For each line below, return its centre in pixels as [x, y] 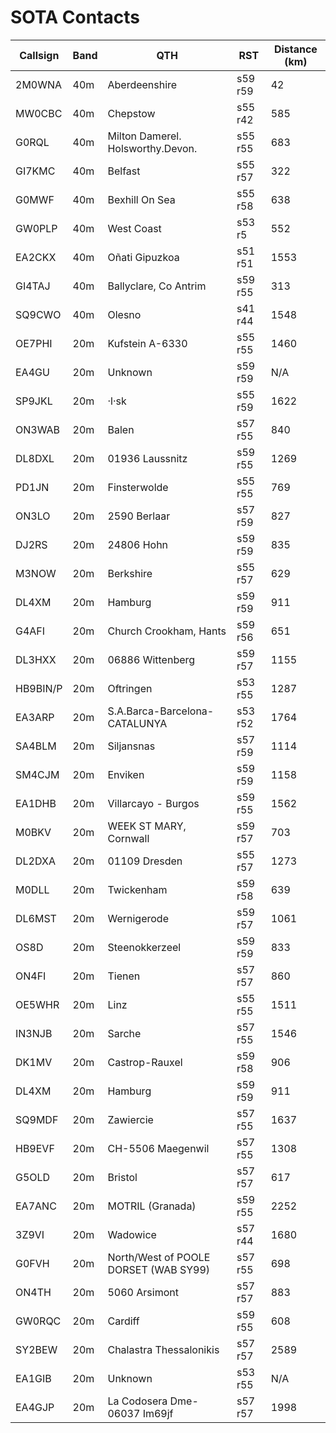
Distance [295, 49]
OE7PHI [34, 343]
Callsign [39, 55]
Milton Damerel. [144, 136]
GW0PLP [36, 228]
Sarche [124, 1033]
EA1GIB [33, 1378]
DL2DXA [35, 861]
